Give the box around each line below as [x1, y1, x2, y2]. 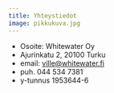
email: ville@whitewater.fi [19, 58, 104, 68]
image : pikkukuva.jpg [8, 19, 81, 27]
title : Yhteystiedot [8, 11, 78, 20]
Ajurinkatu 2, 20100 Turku [19, 50, 106, 59]
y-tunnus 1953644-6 [19, 75, 89, 85]
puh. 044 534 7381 [19, 67, 83, 76]
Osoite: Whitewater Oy [19, 41, 95, 51]
